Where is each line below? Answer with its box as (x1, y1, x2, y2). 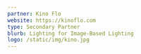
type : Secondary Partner (7, 23, 80, 30)
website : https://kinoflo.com (7, 17, 97, 24)
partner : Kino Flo (7, 10, 61, 18)
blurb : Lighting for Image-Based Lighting (7, 29, 134, 37)
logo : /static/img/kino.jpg (7, 36, 90, 43)
